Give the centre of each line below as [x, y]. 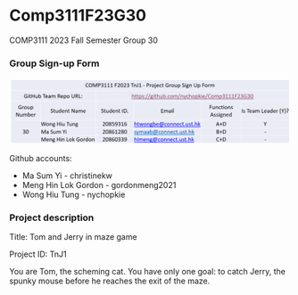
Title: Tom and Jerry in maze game [73, 237]
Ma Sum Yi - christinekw [67, 176]
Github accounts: [41, 158]
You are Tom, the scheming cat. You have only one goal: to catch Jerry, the [147, 272]
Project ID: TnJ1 [38, 254]
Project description [52, 217]
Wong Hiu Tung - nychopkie [74, 194]
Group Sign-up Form [54, 63]
